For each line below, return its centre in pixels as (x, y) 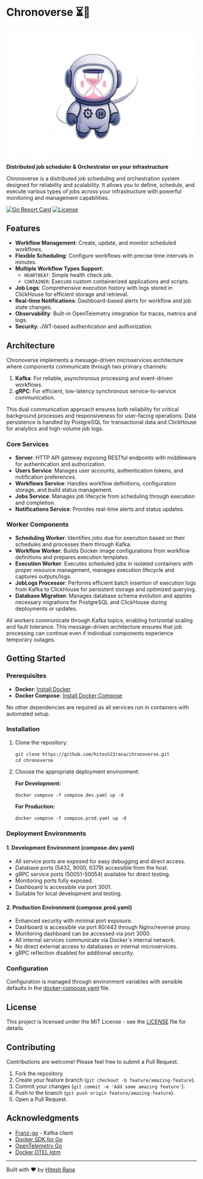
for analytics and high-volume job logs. (55, 429)
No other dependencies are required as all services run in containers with (98, 707)
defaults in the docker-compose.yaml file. (58, 988)
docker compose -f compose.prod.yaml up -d (71, 818)
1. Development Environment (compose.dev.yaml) (70, 848)
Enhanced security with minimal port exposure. (74, 921)
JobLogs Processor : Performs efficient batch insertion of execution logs (105, 583)
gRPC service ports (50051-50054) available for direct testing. (92, 874)
